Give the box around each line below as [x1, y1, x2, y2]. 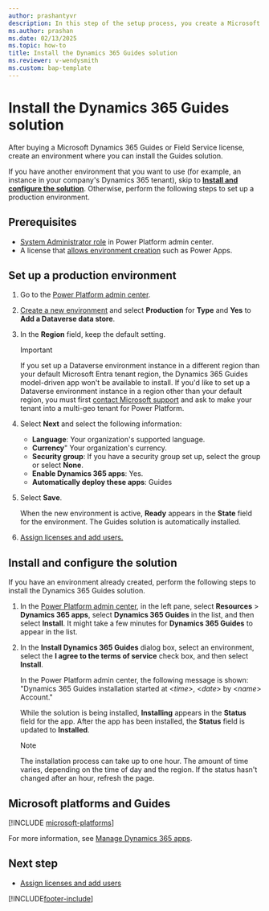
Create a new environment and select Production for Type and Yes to [19, 306, 251, 315]
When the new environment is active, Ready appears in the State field [19, 508, 253, 519]
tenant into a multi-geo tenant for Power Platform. [19, 404, 185, 413]
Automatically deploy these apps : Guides [31, 478, 173, 487]
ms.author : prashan [8, 27, 74, 35]
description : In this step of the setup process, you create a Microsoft [8, 19, 261, 27]
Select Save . [19, 493, 63, 503]
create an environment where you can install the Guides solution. [8, 150, 223, 161]
